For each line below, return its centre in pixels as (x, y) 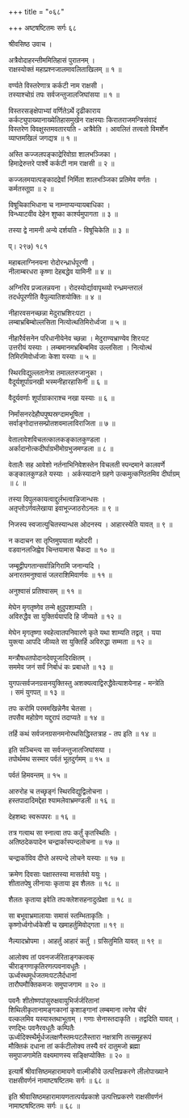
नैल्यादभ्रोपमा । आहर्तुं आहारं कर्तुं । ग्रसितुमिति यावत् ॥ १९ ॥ (85, 941)
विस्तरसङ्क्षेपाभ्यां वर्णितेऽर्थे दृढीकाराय (55, 111)
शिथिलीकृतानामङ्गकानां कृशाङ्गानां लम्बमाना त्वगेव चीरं (78, 1010)
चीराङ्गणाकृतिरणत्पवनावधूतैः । (48, 966)
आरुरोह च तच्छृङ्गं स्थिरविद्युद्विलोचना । (59, 791)
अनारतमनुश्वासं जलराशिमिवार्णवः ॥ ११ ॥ (60, 575)
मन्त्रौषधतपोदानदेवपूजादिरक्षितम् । (50, 658)
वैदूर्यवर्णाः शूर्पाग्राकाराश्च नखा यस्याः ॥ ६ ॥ (61, 398)
